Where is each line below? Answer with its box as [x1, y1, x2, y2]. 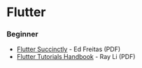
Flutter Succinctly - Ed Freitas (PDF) [16, 45, 120, 53]
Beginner [6, 29, 39, 39]
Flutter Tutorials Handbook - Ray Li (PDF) [16, 53, 136, 61]
